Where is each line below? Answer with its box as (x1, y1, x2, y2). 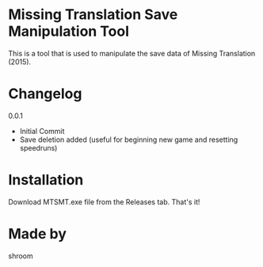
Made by (8, 225, 67, 242)
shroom (8, 251, 33, 261)
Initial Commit (19, 126, 65, 135)
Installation (8, 171, 84, 189)
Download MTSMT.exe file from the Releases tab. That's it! (8, 196, 200, 207)
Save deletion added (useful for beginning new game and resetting (19, 135, 238, 144)
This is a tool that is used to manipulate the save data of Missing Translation (8, 48, 256, 58)
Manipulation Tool (8, 22, 129, 40)
